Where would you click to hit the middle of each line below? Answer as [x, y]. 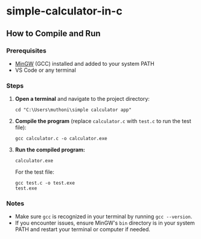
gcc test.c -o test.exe [45, 183]
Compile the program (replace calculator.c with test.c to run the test [103, 121]
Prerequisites [26, 51]
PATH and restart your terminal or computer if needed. [83, 229]
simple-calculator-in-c [64, 11]
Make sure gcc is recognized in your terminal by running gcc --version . [104, 217]
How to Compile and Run [53, 33]
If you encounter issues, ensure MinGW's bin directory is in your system [105, 223]
